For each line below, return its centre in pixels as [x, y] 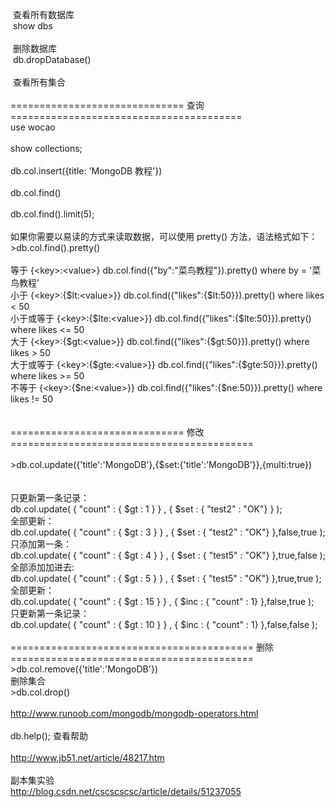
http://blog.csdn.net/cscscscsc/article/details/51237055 [126, 791]
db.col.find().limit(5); [52, 214]
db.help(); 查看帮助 [49, 736]
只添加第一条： [41, 544]
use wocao [33, 127]
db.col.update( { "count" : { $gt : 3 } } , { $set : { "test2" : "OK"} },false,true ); [168, 532]
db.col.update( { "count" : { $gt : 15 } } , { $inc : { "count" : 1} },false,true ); [162, 601]
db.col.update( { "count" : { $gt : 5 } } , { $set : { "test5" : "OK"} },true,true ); [166, 578]
